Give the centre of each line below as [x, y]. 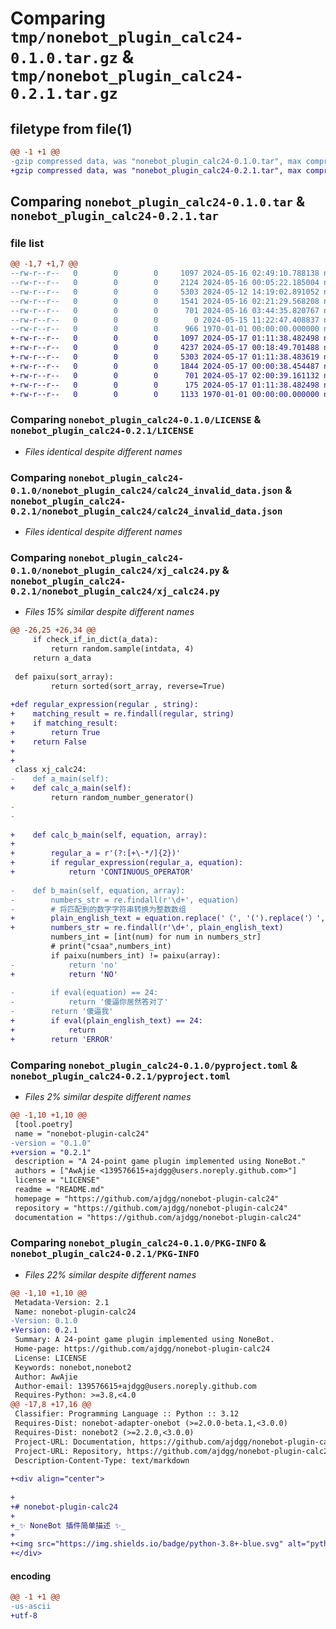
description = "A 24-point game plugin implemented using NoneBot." [160, 1162]
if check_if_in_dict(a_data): [95, 640]
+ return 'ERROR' [62, 1039]
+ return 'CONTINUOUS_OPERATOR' [102, 872]
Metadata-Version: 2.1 [62, 1302]
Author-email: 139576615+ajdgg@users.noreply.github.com [135, 1386]
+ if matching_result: [64, 723]
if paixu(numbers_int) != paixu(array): [136, 955]
